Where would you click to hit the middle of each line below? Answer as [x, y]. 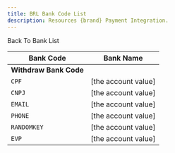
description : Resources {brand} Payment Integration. [88, 20]
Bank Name [123, 58]
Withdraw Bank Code [48, 70]
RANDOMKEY [27, 127]
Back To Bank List [34, 40]
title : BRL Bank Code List [47, 14]
